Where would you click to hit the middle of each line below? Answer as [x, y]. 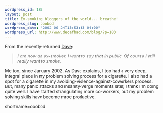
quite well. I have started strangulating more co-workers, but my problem [80, 92]
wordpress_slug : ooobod [30, 23]
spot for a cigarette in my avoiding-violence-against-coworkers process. [79, 81]
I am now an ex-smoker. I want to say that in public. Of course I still [86, 56]
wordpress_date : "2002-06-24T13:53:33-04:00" [53, 28]
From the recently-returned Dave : [39, 46]
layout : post [19, 14]
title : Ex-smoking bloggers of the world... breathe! [62, 19]
